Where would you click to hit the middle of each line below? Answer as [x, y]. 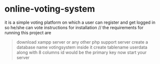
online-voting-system [50, 9]
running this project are [28, 32]
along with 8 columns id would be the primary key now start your [81, 52]
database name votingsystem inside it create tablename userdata [82, 47]
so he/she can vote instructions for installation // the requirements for [74, 27]
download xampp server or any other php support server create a [82, 42]
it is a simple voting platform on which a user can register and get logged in [80, 22]
